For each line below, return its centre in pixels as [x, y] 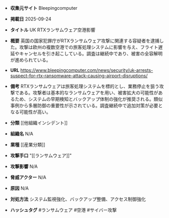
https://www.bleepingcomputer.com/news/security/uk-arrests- [87, 70]
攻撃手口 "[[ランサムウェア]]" [41, 155]
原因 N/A [19, 188]
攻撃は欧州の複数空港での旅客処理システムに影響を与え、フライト [89, 47]
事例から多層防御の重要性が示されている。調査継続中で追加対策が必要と [86, 105]
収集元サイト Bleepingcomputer [44, 8]
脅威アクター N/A [28, 177]
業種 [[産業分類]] [28, 145]
